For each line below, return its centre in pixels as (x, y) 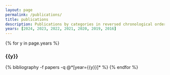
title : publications (27, 19)
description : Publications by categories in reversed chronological (79, 24)
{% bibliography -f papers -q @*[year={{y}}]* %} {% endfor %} (72, 67)
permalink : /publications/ (34, 15)
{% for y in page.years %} (32, 43)
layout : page (19, 10)
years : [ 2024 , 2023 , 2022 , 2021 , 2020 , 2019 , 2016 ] (61, 29)
